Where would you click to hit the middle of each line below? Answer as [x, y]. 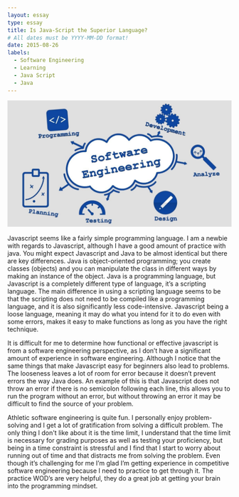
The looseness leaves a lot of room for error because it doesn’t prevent [112, 373]
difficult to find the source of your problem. [70, 404]
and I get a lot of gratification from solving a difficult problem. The [127, 425]
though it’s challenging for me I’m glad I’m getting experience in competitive [118, 463]
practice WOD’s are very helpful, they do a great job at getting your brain [114, 478]
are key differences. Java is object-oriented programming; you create [109, 261]
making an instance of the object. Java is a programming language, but [112, 276]
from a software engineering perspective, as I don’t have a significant [109, 351]
